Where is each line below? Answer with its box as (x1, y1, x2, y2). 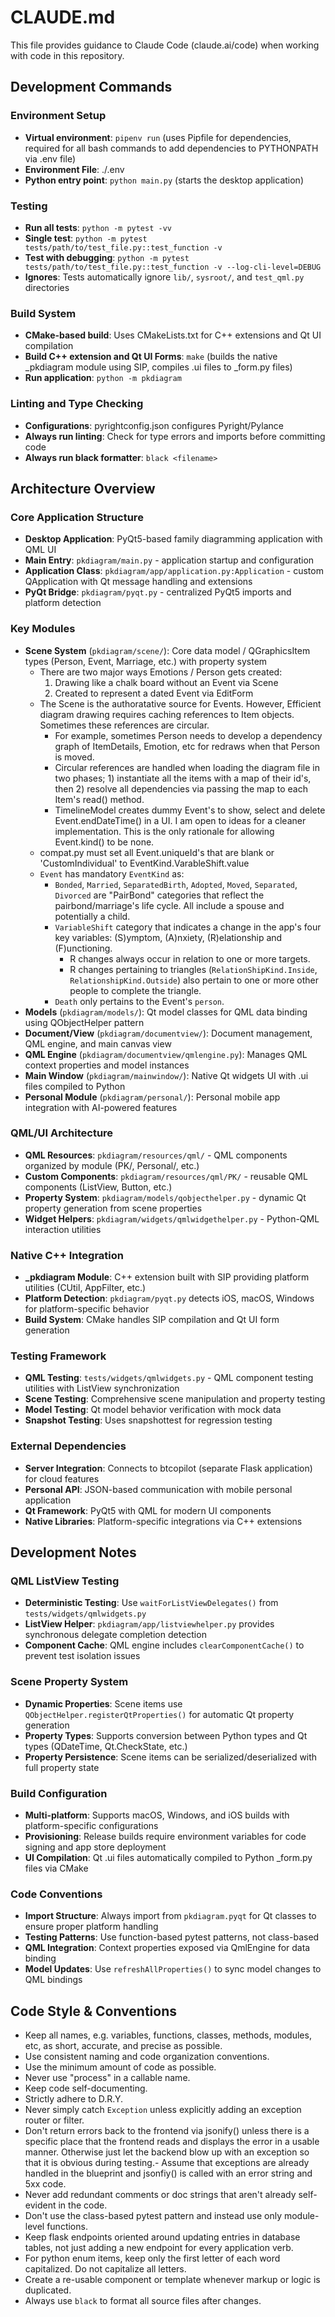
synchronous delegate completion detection (24, 1629, 207, 1641)
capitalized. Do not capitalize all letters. (24, 2263, 187, 2275)
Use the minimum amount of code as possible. (24, 2061, 217, 2073)
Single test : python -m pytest (24, 232, 148, 244)
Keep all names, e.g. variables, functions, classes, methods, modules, (24, 2029, 312, 2041)
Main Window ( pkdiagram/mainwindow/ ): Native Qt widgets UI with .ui (24, 1069, 309, 1081)
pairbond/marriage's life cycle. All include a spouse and (54, 899, 285, 911)
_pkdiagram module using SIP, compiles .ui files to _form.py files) (24, 361, 293, 373)
